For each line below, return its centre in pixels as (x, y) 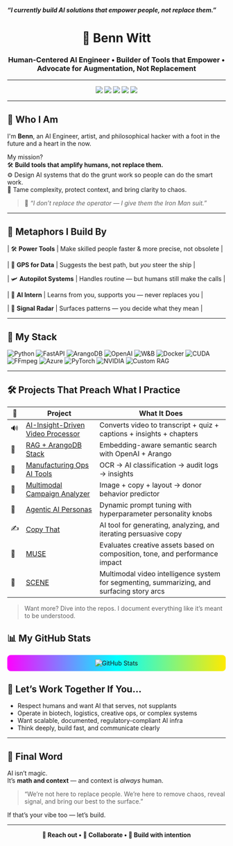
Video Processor (53, 433)
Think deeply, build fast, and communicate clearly (88, 728)
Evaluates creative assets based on (157, 545)
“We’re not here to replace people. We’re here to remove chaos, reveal (124, 794)
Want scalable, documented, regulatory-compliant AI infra (100, 721)
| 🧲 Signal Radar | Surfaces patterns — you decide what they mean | (105, 308)
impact (111, 562)
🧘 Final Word (35, 757)
